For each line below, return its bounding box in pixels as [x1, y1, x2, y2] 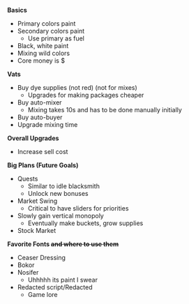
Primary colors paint [17, 20, 76, 27]
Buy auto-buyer [17, 113, 63, 121]
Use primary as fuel [27, 34, 85, 43]
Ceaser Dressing [17, 254, 66, 261]
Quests [17, 174, 38, 183]
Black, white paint [17, 42, 69, 50]
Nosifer [17, 268, 39, 276]
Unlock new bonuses [27, 190, 89, 197]
